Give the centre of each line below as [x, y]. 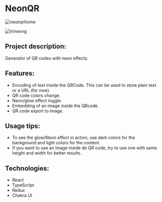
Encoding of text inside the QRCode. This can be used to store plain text [84, 85]
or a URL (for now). [31, 90]
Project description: [36, 47]
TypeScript [23, 185]
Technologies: [27, 168]
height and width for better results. [47, 153]
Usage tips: [23, 126]
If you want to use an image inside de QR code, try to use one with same [84, 148]
